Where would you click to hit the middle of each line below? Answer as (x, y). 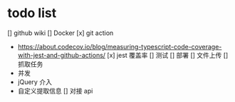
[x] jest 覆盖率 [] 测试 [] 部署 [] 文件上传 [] (167, 55)
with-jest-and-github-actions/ (61, 55)
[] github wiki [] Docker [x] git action (61, 33)
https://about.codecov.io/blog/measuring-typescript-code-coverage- (120, 46)
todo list (32, 13)
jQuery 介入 (35, 82)
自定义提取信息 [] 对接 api (55, 91)
